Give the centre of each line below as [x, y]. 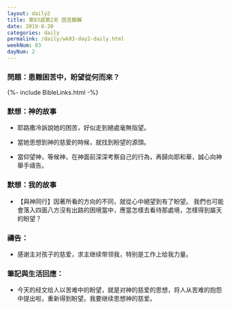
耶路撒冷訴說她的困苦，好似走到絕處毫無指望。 [83, 128]
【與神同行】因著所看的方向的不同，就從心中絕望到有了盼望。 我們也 [114, 201]
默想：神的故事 [32, 112]
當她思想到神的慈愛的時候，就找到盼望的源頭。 [83, 142]
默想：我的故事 [32, 185]
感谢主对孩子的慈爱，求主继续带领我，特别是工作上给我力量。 [104, 254]
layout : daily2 [29, 13]
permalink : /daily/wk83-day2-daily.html [66, 39]
